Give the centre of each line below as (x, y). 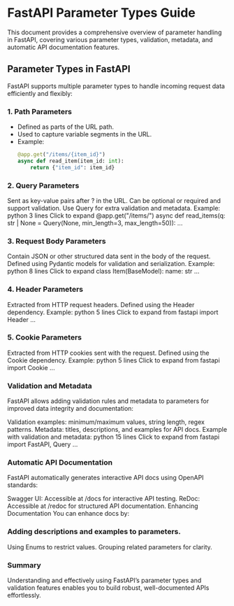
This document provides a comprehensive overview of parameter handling (115, 32)
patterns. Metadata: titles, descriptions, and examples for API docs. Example (117, 430)
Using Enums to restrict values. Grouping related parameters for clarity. (110, 547)
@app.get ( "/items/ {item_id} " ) (61, 155)
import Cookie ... (31, 367)
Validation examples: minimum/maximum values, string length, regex (106, 422)
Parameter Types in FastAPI (69, 69)
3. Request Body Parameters (57, 241)
